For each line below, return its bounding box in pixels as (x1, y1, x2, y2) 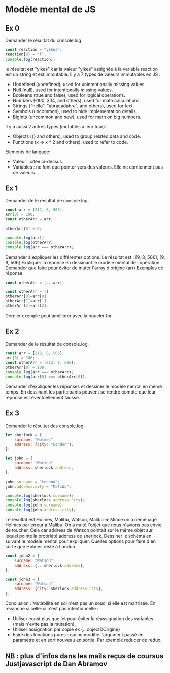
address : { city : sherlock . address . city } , (14, 586, 103, 592)
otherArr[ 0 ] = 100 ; (5, 365, 47, 370)
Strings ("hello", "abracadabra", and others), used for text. (12, 103, 134, 109)
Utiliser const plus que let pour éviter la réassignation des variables (12, 615, 154, 622)
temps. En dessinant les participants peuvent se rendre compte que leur (5, 389, 156, 395)
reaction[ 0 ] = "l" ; (5, 52, 47, 57)
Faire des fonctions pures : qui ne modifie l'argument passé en (12, 632, 144, 638)
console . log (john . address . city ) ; (5, 508, 76, 513)
